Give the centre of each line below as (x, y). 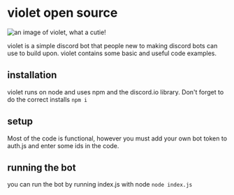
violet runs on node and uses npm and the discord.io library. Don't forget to (116, 92)
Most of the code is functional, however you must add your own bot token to (117, 138)
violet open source (63, 13)
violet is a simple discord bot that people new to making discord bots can (112, 45)
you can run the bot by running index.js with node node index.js (100, 185)
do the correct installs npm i (47, 99)
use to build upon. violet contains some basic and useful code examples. (112, 53)
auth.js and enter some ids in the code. (63, 145)
